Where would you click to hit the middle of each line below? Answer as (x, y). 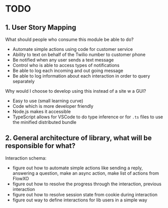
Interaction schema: (26, 158)
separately (23, 81)
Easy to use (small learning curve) (48, 101)
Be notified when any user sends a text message (63, 60)
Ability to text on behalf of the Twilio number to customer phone (79, 54)
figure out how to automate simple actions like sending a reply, (77, 168)
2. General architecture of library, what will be (79, 138)
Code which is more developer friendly (53, 106)
